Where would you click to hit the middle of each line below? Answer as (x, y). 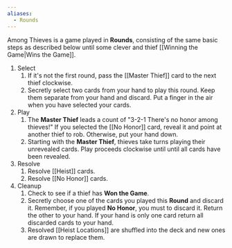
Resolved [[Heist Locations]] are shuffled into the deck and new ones (126, 230)
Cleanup (29, 186)
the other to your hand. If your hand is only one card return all (116, 215)
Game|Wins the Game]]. (42, 54)
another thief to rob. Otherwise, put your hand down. (103, 134)
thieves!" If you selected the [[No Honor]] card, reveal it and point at (125, 127)
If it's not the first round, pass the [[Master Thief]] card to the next (122, 75)
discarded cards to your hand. (71, 222)
